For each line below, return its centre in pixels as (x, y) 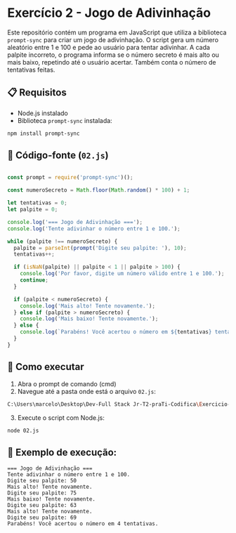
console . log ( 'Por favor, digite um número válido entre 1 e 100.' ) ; (122, 274)
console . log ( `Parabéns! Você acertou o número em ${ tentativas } (116, 332)
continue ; (34, 280)
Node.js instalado (43, 113)
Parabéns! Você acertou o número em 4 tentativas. (83, 524)
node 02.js (23, 430)
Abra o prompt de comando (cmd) (67, 383)
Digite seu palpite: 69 (42, 518)
